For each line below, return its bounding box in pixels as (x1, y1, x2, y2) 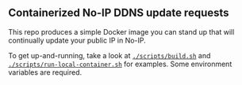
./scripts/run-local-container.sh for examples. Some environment (8, 59, 232, 68)
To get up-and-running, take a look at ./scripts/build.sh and (8, 50, 211, 60)
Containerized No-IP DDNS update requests (8, 6, 229, 20)
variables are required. (8, 67, 83, 77)
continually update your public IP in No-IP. (8, 35, 147, 45)
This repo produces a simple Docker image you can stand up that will (8, 27, 235, 36)
